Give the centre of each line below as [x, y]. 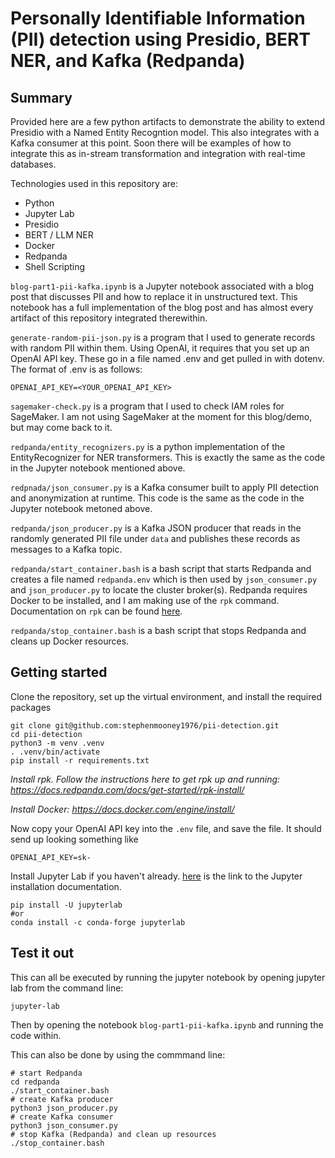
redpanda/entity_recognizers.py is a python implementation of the [148, 446]
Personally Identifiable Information [158, 18]
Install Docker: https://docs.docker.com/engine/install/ [122, 809]
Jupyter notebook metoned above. [81, 508]
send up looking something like [74, 839]
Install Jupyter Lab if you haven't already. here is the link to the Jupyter [156, 876]
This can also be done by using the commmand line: [118, 1054]
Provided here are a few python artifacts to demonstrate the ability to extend [168, 121]
